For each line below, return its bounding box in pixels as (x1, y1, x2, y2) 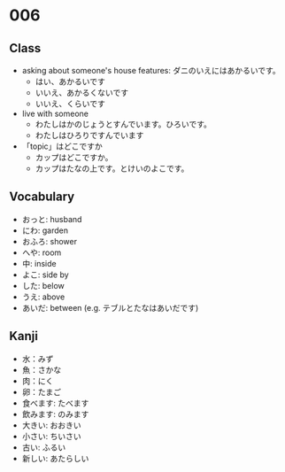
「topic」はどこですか (21, 141, 104, 151)
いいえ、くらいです (35, 98, 106, 109)
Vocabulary (9, 190, 75, 205)
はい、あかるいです (35, 76, 106, 87)
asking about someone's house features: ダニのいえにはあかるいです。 (21, 66, 281, 75)
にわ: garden (21, 225, 69, 236)
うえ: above (21, 291, 65, 302)
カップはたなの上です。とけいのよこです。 (35, 163, 189, 174)
